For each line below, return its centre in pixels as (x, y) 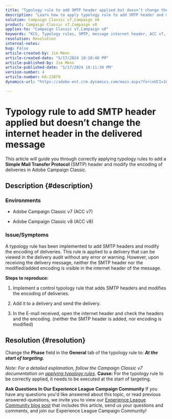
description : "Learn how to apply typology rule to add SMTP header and (84, 15)
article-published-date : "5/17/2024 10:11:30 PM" (59, 67)
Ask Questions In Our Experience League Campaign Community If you (81, 389)
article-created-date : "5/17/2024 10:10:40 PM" (57, 58)
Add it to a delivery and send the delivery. (57, 303)
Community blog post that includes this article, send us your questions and (84, 405)
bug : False (17, 48)
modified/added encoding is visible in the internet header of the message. (83, 268)
